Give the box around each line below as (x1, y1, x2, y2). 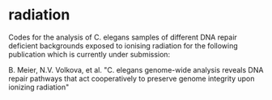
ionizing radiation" (8, 82, 70, 92)
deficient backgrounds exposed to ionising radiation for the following (8, 40, 239, 50)
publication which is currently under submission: (8, 49, 171, 59)
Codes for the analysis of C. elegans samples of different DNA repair (8, 32, 237, 42)
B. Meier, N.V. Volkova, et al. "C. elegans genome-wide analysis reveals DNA (8, 65, 264, 74)
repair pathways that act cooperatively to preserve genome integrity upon (8, 73, 255, 83)
